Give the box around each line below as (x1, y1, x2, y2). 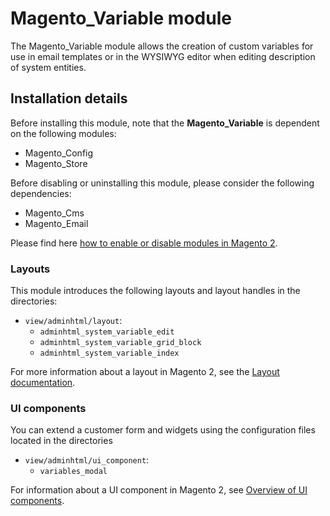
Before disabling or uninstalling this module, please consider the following (10, 177, 315, 189)
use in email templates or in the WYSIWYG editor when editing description (10, 50, 316, 62)
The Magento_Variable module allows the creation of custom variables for (10, 40, 314, 52)
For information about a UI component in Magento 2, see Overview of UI (10, 484, 308, 496)
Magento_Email (24, 217, 89, 229)
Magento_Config (24, 147, 94, 159)
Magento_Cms (24, 207, 85, 219)
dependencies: (10, 187, 72, 199)
